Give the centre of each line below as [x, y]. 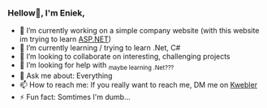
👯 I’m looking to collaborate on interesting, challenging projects [125, 57]
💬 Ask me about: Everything [66, 76]
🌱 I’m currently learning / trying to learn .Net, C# [100, 48]
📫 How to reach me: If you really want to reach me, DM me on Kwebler [138, 85]
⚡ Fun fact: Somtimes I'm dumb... [75, 97]
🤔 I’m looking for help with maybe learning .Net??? [97, 66]
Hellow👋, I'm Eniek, [47, 13]
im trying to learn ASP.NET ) [65, 39]
